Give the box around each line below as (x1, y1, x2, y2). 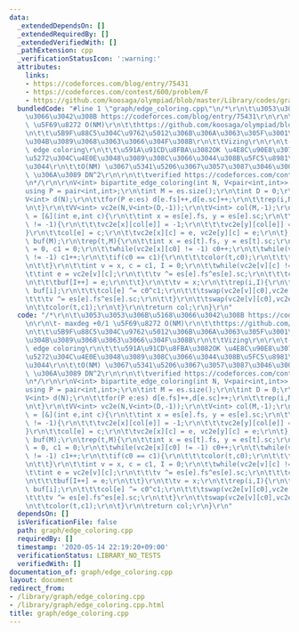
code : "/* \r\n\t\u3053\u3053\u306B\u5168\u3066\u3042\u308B (17, 311, 245, 320)
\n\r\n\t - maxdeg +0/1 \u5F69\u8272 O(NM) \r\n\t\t (25, 320, 217, 328)
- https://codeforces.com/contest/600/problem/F (25, 87, 209, 96)
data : (9, 12, 29, 22)
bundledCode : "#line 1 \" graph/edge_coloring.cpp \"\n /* (17, 104, 229, 113)
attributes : (17, 63, 62, 72)
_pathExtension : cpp (17, 46, 93, 55)
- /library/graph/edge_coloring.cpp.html (9, 601, 166, 610)
